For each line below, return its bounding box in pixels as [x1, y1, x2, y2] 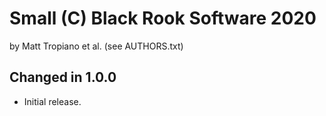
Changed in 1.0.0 [9, 69, 117, 86]
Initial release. [23, 95, 82, 107]
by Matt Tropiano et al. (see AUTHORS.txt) [9, 40, 184, 52]
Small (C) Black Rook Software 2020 [9, 7, 317, 30]
